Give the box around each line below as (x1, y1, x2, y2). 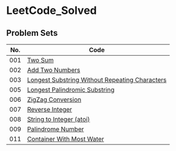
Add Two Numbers (27, 66, 80, 74)
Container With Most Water (27, 135, 105, 143)
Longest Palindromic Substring (27, 86, 115, 94)
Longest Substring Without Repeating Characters (27, 76, 167, 84)
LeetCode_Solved (6, 4, 97, 18)
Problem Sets (6, 28, 58, 38)
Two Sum (27, 56, 54, 64)
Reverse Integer (27, 106, 73, 113)
